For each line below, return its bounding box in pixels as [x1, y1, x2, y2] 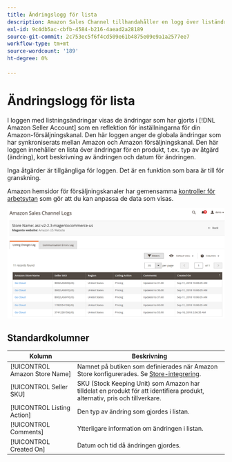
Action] [10, 411, 31, 419]
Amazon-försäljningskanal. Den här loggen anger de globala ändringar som [7, 130, 222, 139]
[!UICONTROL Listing [10, 404, 71, 412]
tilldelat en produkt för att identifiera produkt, [77, 387, 205, 395]
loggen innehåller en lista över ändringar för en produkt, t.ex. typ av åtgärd [7, 145, 220, 154]
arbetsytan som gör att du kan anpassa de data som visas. [7, 194, 174, 202]
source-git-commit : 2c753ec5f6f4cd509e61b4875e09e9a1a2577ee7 [7, 33, 190, 40]
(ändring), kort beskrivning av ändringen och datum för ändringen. [7, 152, 196, 161]
